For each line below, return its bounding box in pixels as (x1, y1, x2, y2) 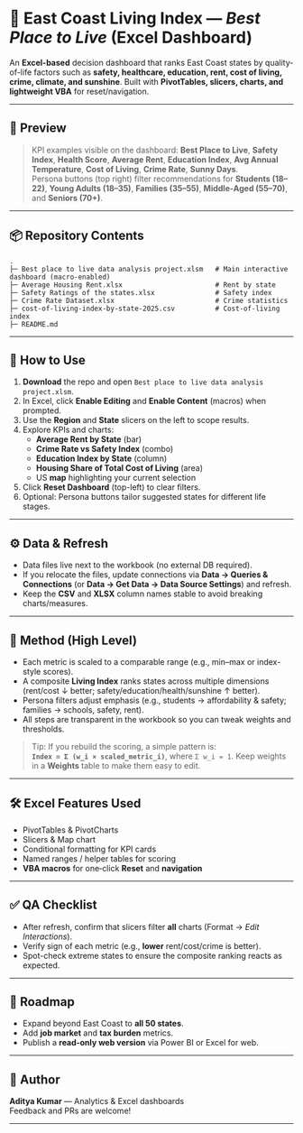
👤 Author (9, 1072, 60, 1087)
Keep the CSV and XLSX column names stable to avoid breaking (22, 588, 263, 599)
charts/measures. (22, 598, 88, 609)
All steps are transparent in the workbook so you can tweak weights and (22, 714, 291, 724)
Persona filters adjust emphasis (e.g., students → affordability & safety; (22, 695, 287, 705)
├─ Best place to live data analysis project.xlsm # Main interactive (9, 264, 289, 273)
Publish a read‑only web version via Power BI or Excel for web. (22, 1037, 259, 1048)
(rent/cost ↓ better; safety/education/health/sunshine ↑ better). (22, 686, 261, 695)
